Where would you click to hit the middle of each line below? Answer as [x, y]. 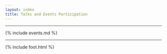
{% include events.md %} [31, 33]
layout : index [20, 10]
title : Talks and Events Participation [46, 14]
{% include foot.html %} [30, 47]
